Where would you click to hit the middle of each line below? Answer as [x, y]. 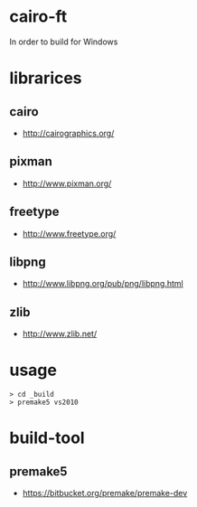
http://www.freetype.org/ [69, 233]
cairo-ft [38, 17]
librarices [46, 78]
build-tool [47, 438]
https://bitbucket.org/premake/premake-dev [105, 493]
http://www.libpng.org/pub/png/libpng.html [103, 284]
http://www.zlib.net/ [60, 334]
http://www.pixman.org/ [67, 183]
